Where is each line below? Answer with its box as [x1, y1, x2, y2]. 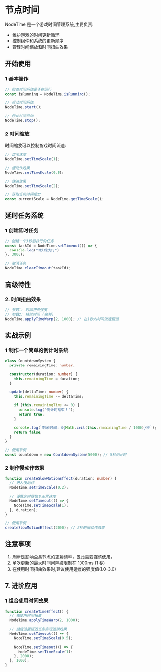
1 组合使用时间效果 [5, 597, 49, 604]
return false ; [14, 430, 42, 435]
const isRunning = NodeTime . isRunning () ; [5, 91, 91, 96]
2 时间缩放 [5, 130, 30, 137]
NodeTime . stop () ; [5, 118, 40, 123]
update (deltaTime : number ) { [9, 389, 69, 395]
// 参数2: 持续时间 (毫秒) [5, 312, 54, 317]
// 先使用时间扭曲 [9, 614, 42, 618]
